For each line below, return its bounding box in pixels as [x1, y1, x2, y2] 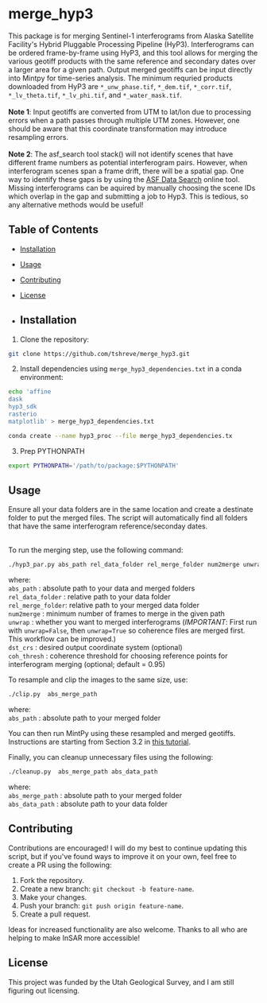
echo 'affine [8, 388, 52, 396]
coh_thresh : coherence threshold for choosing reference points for [8, 651, 228, 660]
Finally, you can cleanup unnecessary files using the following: [8, 753, 214, 762]
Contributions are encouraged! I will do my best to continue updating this [8, 843, 248, 853]
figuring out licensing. [8, 986, 80, 995]
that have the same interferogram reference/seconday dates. [8, 521, 208, 531]
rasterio [8, 410, 37, 418]
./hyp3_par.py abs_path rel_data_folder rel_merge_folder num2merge [8, 561, 240, 569]
